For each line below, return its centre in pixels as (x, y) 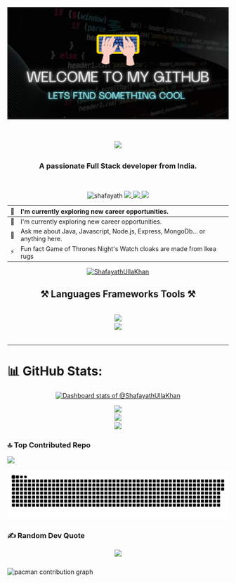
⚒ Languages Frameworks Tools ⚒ (118, 294)
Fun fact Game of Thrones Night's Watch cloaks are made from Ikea (118, 248)
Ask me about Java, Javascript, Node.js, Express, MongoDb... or (113, 231)
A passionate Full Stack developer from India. (118, 166)
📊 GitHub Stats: (55, 371)
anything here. (41, 239)
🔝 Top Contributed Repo (49, 444)
